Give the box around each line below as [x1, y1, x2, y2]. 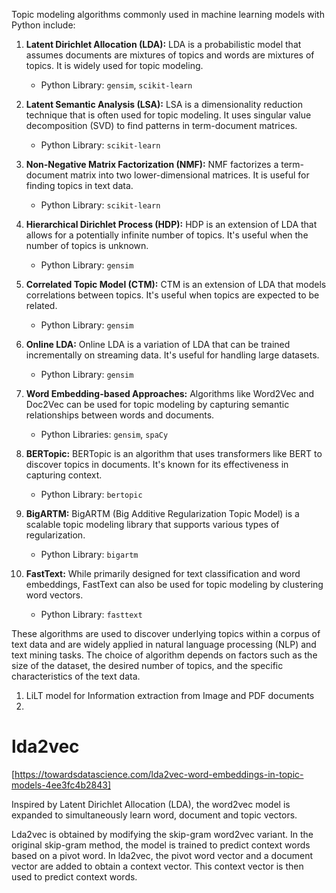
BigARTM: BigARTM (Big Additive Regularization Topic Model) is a [25, 508, 300, 519]
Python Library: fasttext [40, 609, 143, 620]
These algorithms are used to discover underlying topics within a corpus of [11, 628, 321, 639]
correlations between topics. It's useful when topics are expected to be [25, 289, 320, 301]
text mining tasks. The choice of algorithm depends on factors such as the [11, 649, 318, 661]
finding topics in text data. [25, 180, 134, 191]
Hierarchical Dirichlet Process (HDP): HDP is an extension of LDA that [25, 219, 318, 230]
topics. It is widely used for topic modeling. [25, 60, 204, 71]
